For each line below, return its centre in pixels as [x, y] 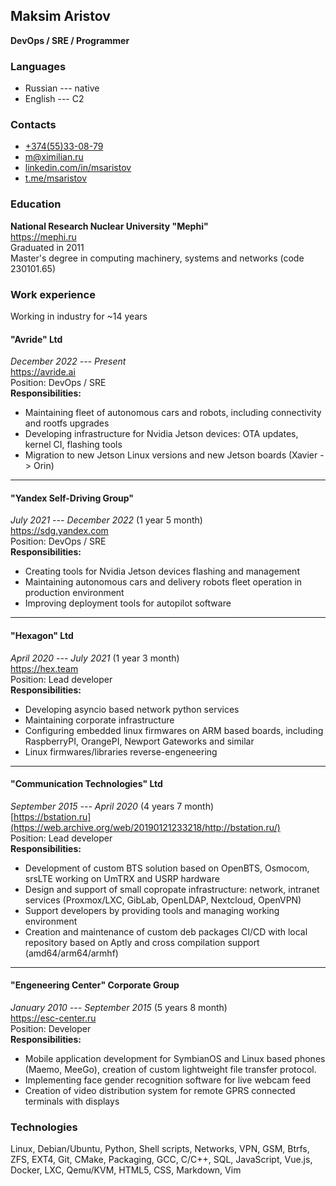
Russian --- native [62, 88]
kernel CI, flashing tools [73, 445]
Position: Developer [51, 1029]
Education [36, 204]
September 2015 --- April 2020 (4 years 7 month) [112, 806]
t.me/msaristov [56, 178]
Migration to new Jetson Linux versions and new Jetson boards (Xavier [171, 455]
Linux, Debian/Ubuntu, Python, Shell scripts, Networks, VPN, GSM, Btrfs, [160, 1149]
